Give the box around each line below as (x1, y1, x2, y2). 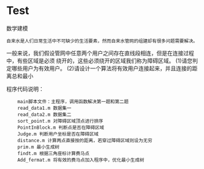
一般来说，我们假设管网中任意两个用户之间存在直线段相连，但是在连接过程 (6, 49, 194, 57)
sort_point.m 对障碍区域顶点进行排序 (17, 118, 104, 124)
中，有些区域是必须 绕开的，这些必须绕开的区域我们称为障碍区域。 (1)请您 (6, 57, 193, 64)
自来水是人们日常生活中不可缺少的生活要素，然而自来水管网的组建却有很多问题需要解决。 (6, 38, 198, 44)
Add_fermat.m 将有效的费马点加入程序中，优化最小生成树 (17, 157, 145, 163)
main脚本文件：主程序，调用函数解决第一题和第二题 (17, 98, 129, 104)
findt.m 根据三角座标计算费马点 (17, 150, 90, 156)
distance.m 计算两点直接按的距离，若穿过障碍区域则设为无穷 (17, 137, 153, 143)
